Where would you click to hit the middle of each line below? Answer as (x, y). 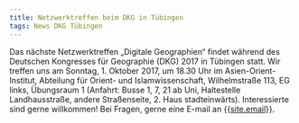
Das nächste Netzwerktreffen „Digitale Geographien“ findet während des (145, 51)
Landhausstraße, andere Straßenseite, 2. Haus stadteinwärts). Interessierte (149, 99)
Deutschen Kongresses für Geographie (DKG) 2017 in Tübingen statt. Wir (145, 61)
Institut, (23, 80)
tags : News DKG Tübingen (56, 26)
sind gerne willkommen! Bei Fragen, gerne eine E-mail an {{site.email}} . (142, 109)
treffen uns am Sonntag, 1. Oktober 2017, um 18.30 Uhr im (116, 70)
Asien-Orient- (250, 70)
